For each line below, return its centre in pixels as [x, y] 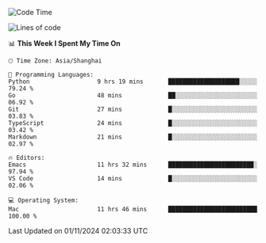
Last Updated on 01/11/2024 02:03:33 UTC [78, 231]
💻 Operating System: [44, 200]
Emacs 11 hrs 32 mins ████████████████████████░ [133, 165]
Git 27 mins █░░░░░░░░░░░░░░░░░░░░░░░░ [133, 109]
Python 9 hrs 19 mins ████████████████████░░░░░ [133, 82]
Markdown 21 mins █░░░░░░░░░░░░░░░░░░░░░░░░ [133, 137]
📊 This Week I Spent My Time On [64, 43]
